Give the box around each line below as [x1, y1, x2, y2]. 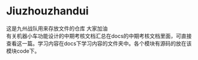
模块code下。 [6, 47, 40, 55]
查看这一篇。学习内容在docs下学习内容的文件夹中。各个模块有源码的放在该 [6, 40, 192, 47]
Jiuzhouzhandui [6, 4, 89, 18]
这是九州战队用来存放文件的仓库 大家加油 [6, 25, 108, 32]
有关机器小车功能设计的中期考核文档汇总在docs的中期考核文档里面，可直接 [6, 32, 192, 40]
